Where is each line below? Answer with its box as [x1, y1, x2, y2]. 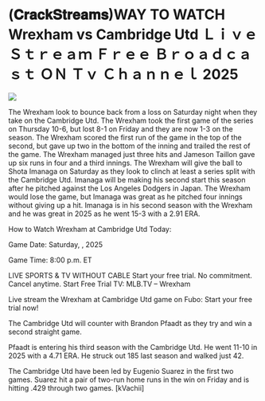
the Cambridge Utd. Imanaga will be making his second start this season [8, 175, 246, 184]
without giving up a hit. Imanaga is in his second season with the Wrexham [8, 200, 253, 210]
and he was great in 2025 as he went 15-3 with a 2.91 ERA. [8, 209, 201, 218]
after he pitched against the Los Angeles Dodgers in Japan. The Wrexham [8, 183, 251, 193]
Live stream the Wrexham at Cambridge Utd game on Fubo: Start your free [8, 294, 253, 304]
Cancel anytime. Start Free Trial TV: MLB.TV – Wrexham [8, 279, 191, 289]
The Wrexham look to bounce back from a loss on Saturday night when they [8, 107, 258, 116]
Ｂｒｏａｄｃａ [154, 45, 252, 64]
